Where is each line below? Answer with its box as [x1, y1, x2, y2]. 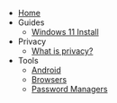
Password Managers [31, 84, 108, 94]
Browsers [31, 74, 67, 84]
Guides [17, 17, 45, 28]
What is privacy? [31, 46, 94, 56]
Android [31, 64, 61, 75]
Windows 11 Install [31, 27, 99, 37]
